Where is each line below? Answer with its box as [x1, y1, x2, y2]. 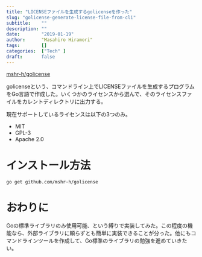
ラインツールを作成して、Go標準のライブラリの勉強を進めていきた [22, 236, 188, 244]
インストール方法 [6, 158, 91, 172]
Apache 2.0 [14, 135, 44, 142]
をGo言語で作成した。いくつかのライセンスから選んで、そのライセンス [6, 90, 182, 97]
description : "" [6, 25, 47, 32]
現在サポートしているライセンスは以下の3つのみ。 [6, 110, 131, 118]
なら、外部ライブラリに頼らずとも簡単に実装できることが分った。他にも [11, 229, 191, 236]
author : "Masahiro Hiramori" [6, 37, 93, 43]
